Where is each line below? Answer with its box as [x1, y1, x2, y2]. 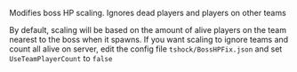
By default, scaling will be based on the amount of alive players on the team [9, 25, 287, 35]
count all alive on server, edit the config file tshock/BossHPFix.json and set [9, 44, 283, 54]
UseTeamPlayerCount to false [9, 53, 113, 63]
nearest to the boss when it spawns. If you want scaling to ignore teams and [9, 35, 289, 44]
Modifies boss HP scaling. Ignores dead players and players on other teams [9, 8, 286, 18]
